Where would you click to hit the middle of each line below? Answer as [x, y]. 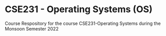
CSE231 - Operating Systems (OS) [79, 9]
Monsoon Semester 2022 [32, 28]
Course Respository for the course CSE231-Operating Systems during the [83, 23]
